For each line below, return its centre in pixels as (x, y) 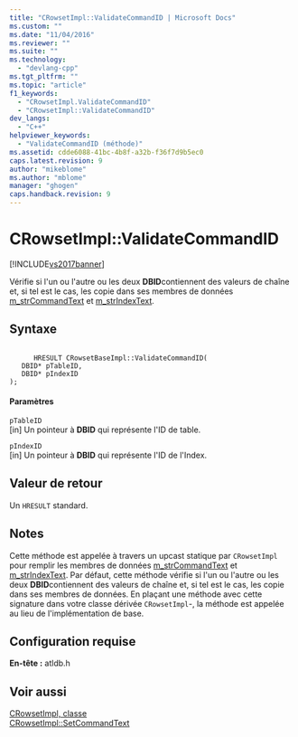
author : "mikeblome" (48, 169)
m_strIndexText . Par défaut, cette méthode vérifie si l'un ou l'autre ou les (144, 574)
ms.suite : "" (34, 52)
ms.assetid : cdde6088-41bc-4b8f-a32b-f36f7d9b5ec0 (107, 152)
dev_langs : (30, 118)
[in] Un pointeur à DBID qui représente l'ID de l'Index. (108, 455)
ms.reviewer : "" (40, 43)
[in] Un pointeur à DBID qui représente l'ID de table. (105, 430)
